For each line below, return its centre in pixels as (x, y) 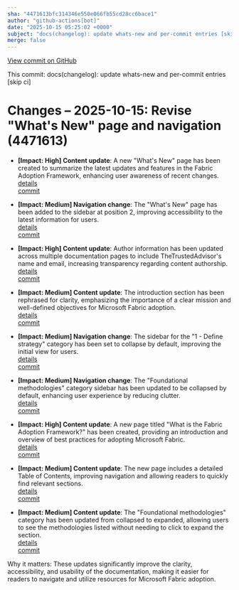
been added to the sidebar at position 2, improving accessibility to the (120, 212)
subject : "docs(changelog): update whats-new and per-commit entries (113, 34)
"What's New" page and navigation (115, 126)
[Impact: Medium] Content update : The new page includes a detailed (120, 468)
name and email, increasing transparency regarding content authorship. (123, 264)
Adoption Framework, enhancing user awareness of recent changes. (118, 176)
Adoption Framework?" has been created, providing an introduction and (123, 432)
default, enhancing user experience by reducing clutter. (99, 396)
